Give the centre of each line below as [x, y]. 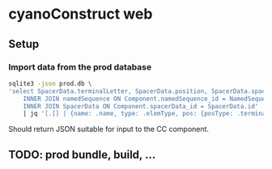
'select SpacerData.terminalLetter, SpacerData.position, [108, 91]
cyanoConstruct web [81, 14]
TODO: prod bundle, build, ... [82, 154]
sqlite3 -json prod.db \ [50, 83]
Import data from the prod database [80, 67]
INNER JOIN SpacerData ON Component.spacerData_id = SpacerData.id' [141, 106]
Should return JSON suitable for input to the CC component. [108, 129]
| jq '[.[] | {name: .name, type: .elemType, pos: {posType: [128, 114]
